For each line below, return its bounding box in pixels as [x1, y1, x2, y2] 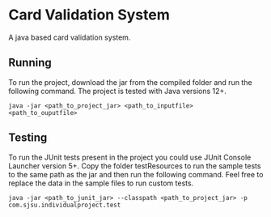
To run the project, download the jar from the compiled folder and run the [8, 77, 252, 87]
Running [8, 56, 53, 70]
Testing [8, 131, 48, 145]
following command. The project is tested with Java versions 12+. [8, 86, 227, 96]
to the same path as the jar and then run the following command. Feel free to [8, 169, 264, 179]
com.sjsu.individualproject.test [8, 201, 121, 209]
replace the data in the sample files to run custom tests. [8, 178, 194, 188]
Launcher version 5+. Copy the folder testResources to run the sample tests [8, 160, 261, 171]
